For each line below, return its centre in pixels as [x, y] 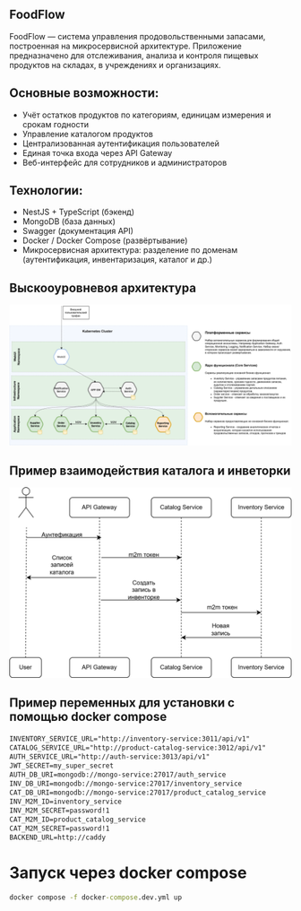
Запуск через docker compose [128, 872]
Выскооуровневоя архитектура [103, 287]
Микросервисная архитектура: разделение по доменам [130, 250]
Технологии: [46, 191]
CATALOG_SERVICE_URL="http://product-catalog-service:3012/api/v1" [138, 748]
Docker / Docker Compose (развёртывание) [105, 240]
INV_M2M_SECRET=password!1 [60, 811]
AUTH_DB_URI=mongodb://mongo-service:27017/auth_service [118, 775]
